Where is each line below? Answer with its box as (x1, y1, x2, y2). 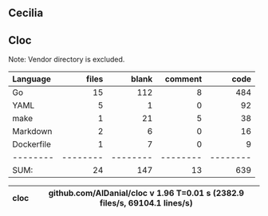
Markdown (12, 126, 53, 137)
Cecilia (8, 6, 44, 20)
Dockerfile (12, 139, 52, 150)
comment (164, 73, 202, 84)
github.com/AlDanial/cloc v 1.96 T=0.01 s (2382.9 (48, 187, 245, 198)
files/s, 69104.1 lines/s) (99, 198, 193, 209)
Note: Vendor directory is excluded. (8, 55, 125, 65)
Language (12, 73, 52, 84)
